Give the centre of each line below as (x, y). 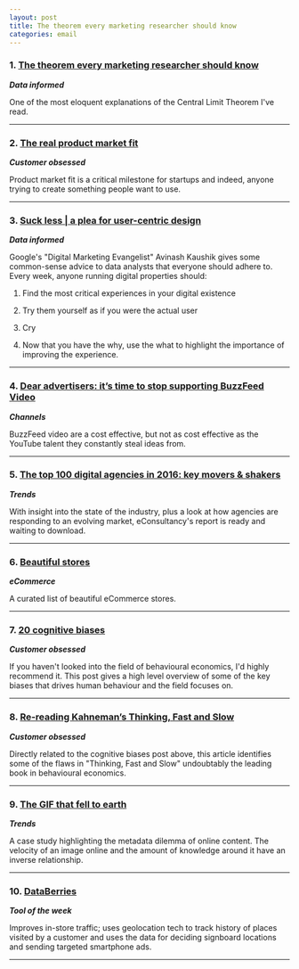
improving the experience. (70, 355)
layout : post (33, 17)
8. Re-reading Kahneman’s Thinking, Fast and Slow (122, 717)
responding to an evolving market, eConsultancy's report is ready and (137, 521)
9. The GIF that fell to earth (68, 804)
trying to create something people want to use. (95, 189)
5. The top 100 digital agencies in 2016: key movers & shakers (145, 475)
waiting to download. (48, 530)
